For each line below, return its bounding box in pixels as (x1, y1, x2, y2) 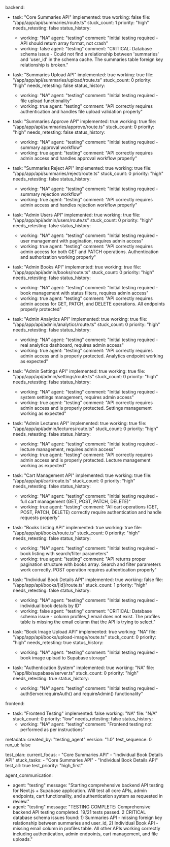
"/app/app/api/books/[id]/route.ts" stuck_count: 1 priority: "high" (12, 582, 148, 588)
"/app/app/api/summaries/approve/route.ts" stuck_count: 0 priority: (12, 124, 155, 130)
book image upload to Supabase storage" (20, 655, 108, 660)
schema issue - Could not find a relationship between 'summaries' (20, 51, 159, 57)
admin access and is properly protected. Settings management (20, 405, 152, 411)
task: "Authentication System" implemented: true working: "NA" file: (12, 664, 155, 671)
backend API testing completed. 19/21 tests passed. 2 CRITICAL (12, 809, 146, 815)
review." (12, 798, 29, 804)
